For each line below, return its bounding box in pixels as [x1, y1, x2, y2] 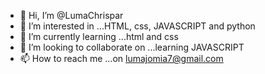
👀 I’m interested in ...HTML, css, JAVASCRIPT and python [19, 20, 256, 32]
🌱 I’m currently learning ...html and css [19, 31, 179, 42]
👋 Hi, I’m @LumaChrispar [19, 10, 124, 21]
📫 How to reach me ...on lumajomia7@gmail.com [19, 53, 224, 64]
